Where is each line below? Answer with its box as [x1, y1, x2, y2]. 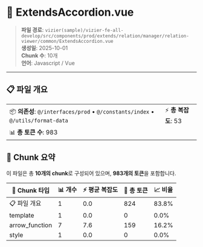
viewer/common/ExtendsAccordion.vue [21, 38, 114, 44]
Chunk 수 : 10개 [21, 51, 59, 59]
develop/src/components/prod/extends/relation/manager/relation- [21, 33, 189, 39]
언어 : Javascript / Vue [21, 59, 76, 66]
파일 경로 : [21, 26, 44, 33]
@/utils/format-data [9, 117, 68, 124]
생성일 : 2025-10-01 [21, 44, 68, 51]
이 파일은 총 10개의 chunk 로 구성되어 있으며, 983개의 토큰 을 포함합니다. [6, 169, 176, 177]
